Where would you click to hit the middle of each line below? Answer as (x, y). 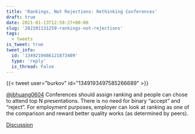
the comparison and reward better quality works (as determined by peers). (97, 113)
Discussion (20, 125)
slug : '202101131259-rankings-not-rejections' (65, 28)
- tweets (22, 39)
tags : (13, 34)
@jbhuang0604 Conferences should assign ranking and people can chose (97, 94)
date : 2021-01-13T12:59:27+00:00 (47, 22)
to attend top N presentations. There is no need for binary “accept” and (93, 101)
